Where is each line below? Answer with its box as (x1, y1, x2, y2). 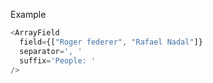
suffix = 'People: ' (19, 55, 97, 66)
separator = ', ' (19, 46, 83, 56)
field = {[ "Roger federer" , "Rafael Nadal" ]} (19, 37, 203, 47)
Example (10, 9, 47, 20)
